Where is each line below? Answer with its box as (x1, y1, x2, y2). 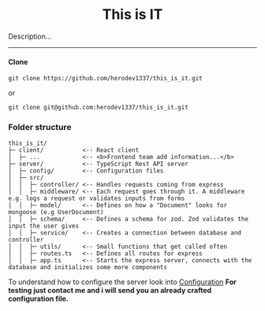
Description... (8, 31, 52, 41)
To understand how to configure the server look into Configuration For (8, 277, 237, 287)
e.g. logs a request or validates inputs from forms (8, 194, 185, 202)
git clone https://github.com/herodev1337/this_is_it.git (8, 75, 203, 83)
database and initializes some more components (8, 264, 168, 272)
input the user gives (8, 222, 80, 230)
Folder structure (8, 122, 72, 133)
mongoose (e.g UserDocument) (8, 209, 104, 217)
